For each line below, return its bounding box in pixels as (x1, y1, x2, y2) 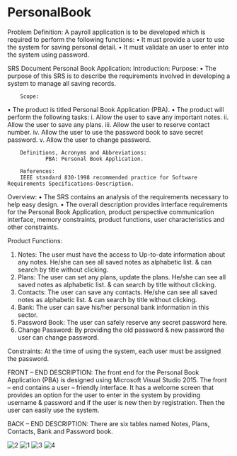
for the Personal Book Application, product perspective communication (7, 207, 214, 216)
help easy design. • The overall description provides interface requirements (7, 200, 228, 208)
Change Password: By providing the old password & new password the (17, 326, 225, 334)
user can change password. (17, 333, 99, 341)
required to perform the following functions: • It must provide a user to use (7, 35, 225, 43)
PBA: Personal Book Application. (45, 155, 144, 162)
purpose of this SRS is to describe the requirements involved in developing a (7, 72, 231, 80)
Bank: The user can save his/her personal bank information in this (17, 303, 209, 311)
